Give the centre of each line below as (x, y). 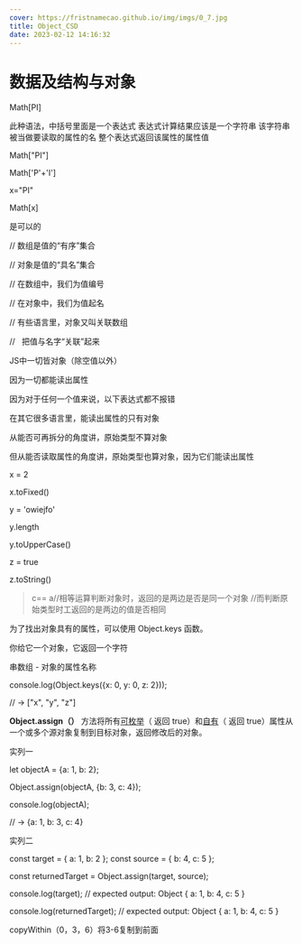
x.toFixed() (29, 492)
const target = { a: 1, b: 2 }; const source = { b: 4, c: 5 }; (112, 859)
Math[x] (24, 208)
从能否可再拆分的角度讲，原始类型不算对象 (88, 438)
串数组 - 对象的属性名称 (53, 667)
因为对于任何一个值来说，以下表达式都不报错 (92, 399)
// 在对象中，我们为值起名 (57, 303)
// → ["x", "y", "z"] (43, 703)
